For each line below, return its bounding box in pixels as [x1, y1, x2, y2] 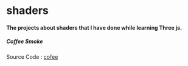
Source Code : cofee [6, 53, 58, 61]
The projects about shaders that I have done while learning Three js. [6, 24, 183, 31]
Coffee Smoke [6, 38, 43, 45]
